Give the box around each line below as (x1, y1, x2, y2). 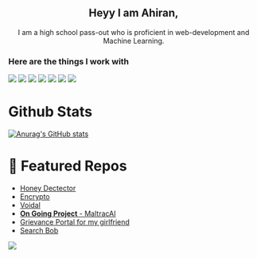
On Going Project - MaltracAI (19, 209, 116, 218)
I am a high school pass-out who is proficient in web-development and (18, 27, 250, 37)
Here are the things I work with (8, 56, 130, 67)
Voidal (19, 200, 41, 209)
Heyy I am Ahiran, (88, 6, 179, 20)
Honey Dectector (19, 183, 76, 193)
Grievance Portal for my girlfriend (19, 217, 130, 226)
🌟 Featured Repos (8, 157, 127, 175)
